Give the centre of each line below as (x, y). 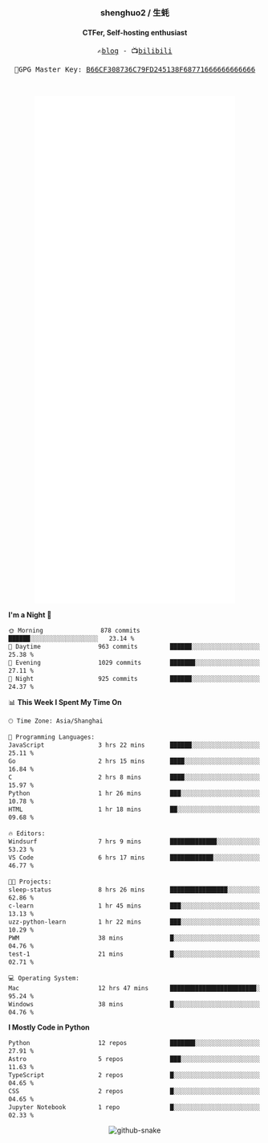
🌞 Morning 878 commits (74, 630)
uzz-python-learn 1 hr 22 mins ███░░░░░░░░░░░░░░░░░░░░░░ (134, 922)
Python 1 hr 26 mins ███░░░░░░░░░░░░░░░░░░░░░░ (134, 793)
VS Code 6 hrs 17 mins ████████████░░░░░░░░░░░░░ (134, 858)
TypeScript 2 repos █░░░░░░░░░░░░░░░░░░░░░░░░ (134, 1075)
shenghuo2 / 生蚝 (135, 12)
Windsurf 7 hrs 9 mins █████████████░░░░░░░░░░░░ (134, 842)
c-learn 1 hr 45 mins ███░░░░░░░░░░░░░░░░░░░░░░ (134, 906)
